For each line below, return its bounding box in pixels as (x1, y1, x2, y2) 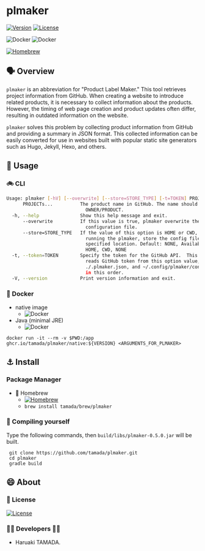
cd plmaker (9, 455, 37, 461)
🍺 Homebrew (15, 389, 49, 397)
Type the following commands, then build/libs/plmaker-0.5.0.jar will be (6, 431, 192, 438)
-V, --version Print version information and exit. (12, 275, 176, 282)
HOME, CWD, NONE (85, 247, 127, 253)
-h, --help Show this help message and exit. (12, 212, 168, 219)
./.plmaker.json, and (85, 264, 140, 270)
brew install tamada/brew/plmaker (24, 403, 112, 410)
